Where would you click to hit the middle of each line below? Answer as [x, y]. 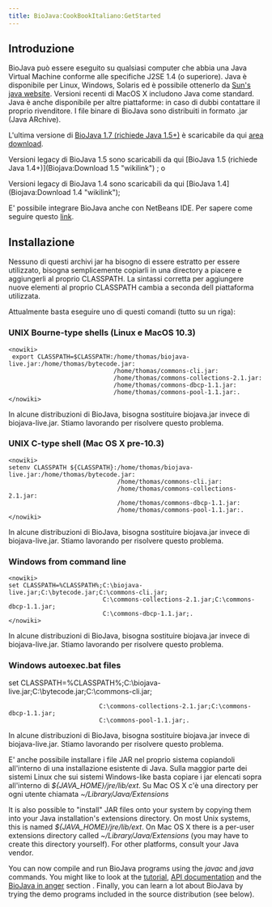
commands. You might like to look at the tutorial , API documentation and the [135, 877]
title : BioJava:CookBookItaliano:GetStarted [85, 16]
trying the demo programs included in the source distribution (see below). [132, 894]
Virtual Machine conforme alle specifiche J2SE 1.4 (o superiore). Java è [127, 77]
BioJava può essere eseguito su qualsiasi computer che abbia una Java [127, 68]
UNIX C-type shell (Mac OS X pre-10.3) [86, 443]
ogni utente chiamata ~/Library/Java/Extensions [89, 795]
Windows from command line [68, 562]
